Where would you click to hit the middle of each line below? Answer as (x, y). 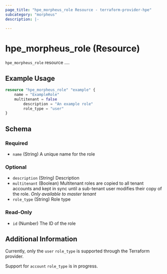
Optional (16, 167)
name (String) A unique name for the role (54, 154)
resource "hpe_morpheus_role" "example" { (50, 90)
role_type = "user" (44, 108)
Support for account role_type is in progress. (52, 266)
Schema (18, 129)
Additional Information (41, 239)
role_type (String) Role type (41, 199)
